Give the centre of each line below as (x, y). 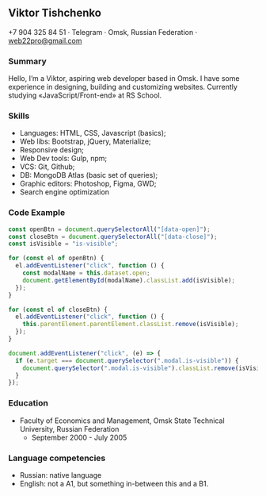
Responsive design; (52, 150)
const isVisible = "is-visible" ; (63, 244)
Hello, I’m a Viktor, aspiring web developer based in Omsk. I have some (124, 79)
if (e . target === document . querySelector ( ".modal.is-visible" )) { (127, 360)
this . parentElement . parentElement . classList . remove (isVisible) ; (131, 325)
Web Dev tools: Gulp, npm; (63, 159)
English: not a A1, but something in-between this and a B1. (114, 483)
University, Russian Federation (69, 429)
